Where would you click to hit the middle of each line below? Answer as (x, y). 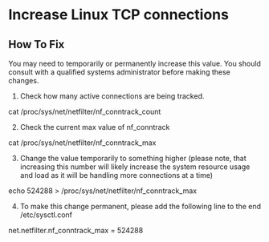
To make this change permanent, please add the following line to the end (141, 206)
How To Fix (37, 44)
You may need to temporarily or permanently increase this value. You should (134, 63)
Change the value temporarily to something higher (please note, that (133, 158)
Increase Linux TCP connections (118, 15)
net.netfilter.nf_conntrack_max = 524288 (76, 230)
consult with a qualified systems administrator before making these (119, 72)
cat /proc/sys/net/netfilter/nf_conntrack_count (85, 111)
